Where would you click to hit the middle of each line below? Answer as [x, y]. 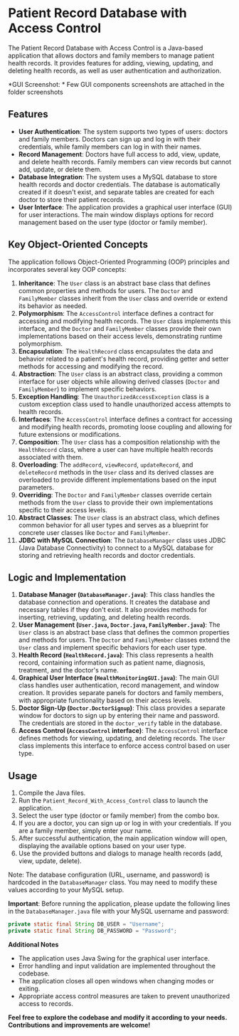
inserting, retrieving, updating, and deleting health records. [105, 618]
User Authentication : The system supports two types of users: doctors [123, 131]
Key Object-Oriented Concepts [78, 244]
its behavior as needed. [53, 306]
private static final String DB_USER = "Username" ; [86, 924]
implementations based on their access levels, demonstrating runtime [120, 336]
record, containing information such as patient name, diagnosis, [112, 662]
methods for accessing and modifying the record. [91, 366]
